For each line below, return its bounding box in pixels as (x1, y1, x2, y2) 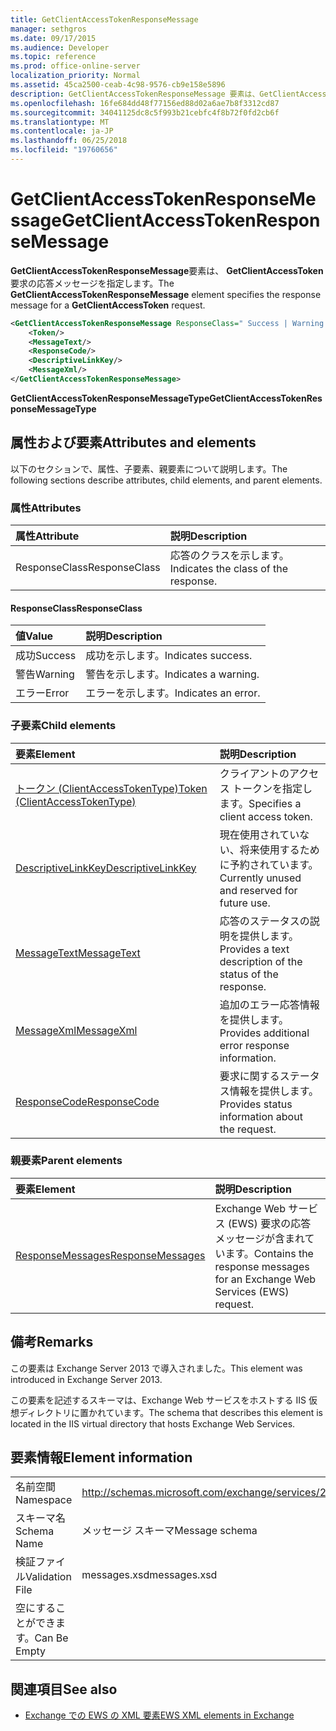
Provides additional (219, 1026, 310, 1040)
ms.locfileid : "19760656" (10, 145, 118, 155)
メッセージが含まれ (214, 1231, 305, 1245)
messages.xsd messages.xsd (81, 1568, 218, 1582)
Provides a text (219, 942, 290, 956)
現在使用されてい (219, 827, 300, 841)
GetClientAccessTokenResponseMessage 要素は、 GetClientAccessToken (10, 264, 324, 276)
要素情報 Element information (10, 1449, 193, 1466)
